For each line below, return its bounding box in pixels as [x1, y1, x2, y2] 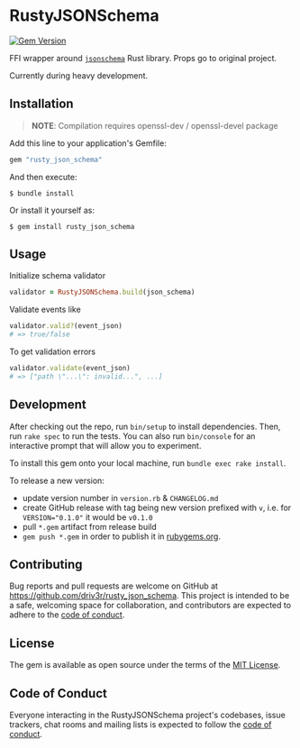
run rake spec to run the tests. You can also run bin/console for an [9, 430, 256, 442]
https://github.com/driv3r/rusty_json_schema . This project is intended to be [9, 590, 290, 601]
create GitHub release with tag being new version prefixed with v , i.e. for [22, 502, 292, 513]
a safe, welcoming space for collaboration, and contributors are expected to [9, 600, 291, 611]
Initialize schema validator [9, 270, 106, 281]
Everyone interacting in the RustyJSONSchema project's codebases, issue [9, 709, 286, 721]
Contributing [9, 557, 83, 572]
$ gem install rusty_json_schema [9, 222, 135, 231]
